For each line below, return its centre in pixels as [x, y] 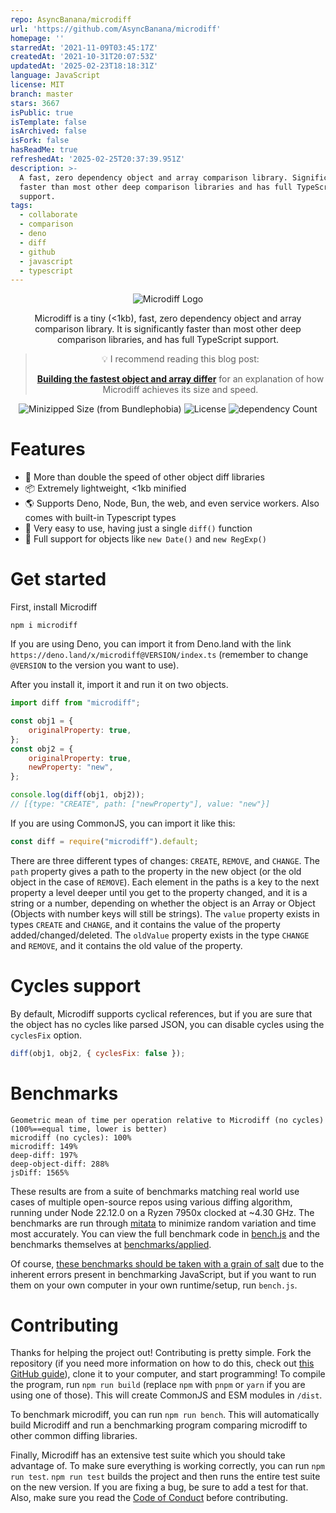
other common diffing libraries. [74, 1436]
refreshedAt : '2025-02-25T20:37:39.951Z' [98, 159]
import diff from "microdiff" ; [75, 703]
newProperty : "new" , [71, 767]
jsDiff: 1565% [40, 1172]
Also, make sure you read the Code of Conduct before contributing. [149, 1498]
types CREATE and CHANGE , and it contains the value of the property [145, 924]
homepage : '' [37, 38]
